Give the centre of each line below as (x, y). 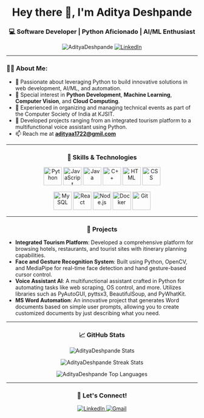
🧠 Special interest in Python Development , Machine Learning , (93, 95)
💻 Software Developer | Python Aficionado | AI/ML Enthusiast (102, 32)
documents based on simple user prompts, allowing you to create (97, 307)
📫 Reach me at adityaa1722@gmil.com (66, 133)
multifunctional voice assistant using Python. (71, 127)
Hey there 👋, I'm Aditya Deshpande (102, 12)
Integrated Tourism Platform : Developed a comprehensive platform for (104, 242)
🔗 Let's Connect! (102, 395)
